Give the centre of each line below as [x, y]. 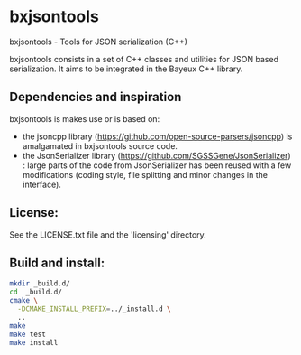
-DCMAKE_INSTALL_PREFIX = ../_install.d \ [94, 309]
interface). [41, 184]
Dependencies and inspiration [96, 97]
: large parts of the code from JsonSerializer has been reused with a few [157, 165]
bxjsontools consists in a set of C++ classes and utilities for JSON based [144, 59]
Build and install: [57, 262]
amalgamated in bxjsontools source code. [100, 145]
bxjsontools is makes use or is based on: [85, 118]
